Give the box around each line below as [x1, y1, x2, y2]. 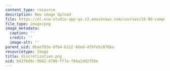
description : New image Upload [5, 12, 71, 17]
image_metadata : [5, 26, 39, 31]
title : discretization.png [5, 53, 62, 59]
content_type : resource [5, 7, 56, 12]
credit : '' [10, 35, 33, 40]
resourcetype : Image [5, 49, 49, 54]
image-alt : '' [10, 40, 39, 45]
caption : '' [10, 30, 35, 35]
